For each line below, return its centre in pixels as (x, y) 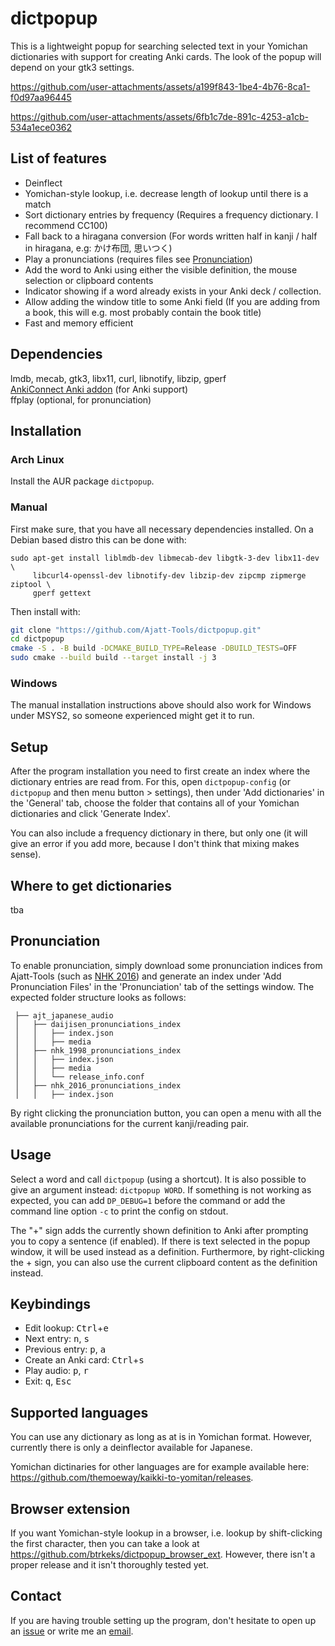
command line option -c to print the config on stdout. (119, 1211)
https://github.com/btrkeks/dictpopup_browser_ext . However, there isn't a (163, 1554)
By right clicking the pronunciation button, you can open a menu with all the (166, 1113)
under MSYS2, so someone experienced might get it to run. (132, 716)
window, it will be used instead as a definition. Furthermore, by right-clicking (167, 1251)
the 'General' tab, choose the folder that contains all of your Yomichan (155, 803)
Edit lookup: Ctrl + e (66, 1328)
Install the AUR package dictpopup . (82, 481)
